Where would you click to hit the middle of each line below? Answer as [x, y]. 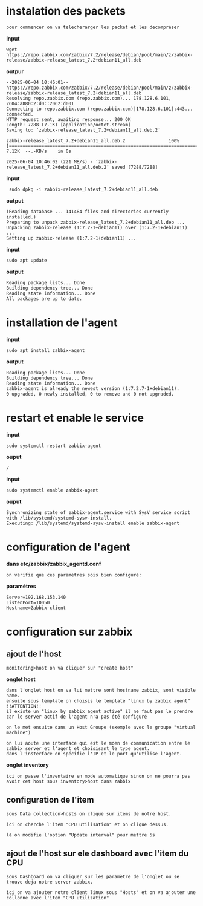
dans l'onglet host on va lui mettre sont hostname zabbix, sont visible [101, 690]
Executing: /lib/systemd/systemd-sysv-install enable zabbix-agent [93, 523]
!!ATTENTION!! [24, 706]
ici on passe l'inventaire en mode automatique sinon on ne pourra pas [98, 776]
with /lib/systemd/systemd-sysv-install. [59, 518]
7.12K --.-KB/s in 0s [39, 151]
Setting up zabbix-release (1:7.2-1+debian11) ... [71, 238]
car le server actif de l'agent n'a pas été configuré [77, 717]
